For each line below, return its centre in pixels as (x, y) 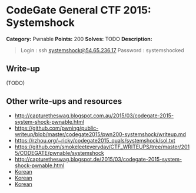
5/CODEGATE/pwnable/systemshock (59, 153)
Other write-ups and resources (64, 101)
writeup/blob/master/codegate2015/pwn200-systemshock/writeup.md (100, 134)
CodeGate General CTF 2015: (79, 10)
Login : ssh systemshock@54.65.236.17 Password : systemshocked (102, 50)
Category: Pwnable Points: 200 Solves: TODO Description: (79, 39)
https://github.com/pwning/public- (57, 128)
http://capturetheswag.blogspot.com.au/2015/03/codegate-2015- (94, 116)
